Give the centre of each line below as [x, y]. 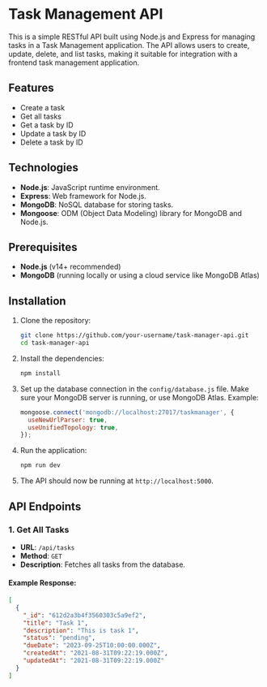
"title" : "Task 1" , [56, 623]
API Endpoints [45, 506]
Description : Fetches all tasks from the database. [103, 564]
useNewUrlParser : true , [68, 420]
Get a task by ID [47, 125]
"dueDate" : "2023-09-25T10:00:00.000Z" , [92, 646]
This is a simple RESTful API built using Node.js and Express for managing [132, 37]
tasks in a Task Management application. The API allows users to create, [129, 45]
